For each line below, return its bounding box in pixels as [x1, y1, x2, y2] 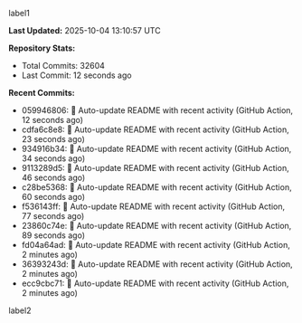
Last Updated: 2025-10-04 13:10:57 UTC [8, 25, 161, 35]
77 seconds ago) [21, 211, 85, 221]
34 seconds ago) [21, 153, 86, 164]
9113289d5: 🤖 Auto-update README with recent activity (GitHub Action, [21, 163, 290, 173]
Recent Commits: [8, 88, 75, 98]
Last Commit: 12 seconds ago [21, 70, 132, 81]
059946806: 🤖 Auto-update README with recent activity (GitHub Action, [21, 105, 294, 116]
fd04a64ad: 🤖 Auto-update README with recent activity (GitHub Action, [21, 240, 290, 250]
